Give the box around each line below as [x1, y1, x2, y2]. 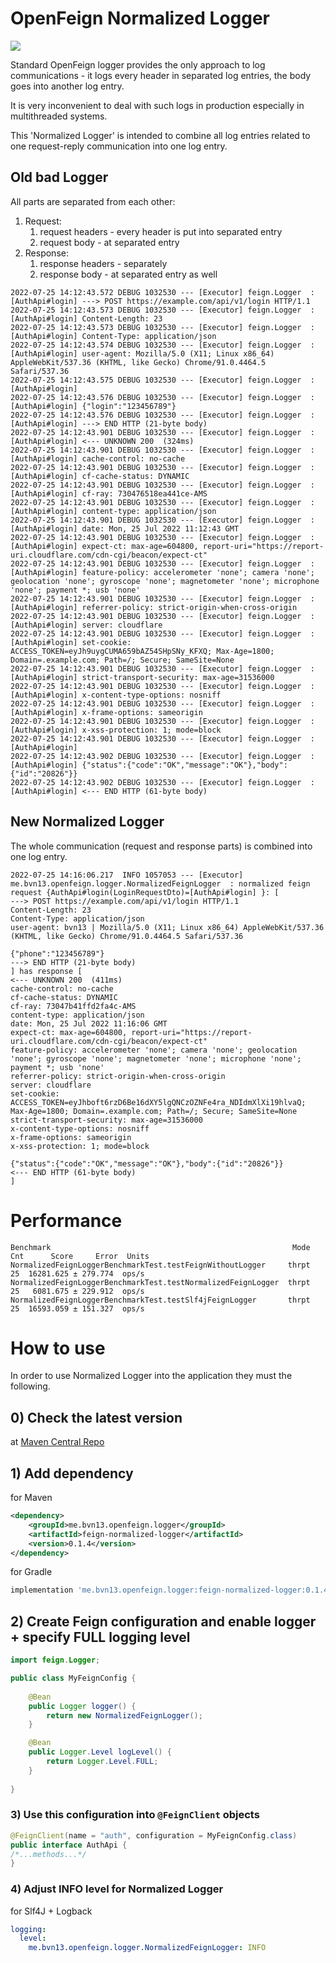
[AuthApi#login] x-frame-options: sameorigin [10, 707, 203, 717]
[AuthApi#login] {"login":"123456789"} [10, 401, 177, 411]
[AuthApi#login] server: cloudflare [10, 620, 163, 630]
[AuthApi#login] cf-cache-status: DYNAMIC [10, 471, 190, 481]
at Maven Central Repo [10, 1436, 105, 1448]
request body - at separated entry [39, 236, 180, 248]
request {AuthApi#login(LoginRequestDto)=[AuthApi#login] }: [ [10, 887, 280, 897]
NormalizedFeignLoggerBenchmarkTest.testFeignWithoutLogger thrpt [10, 1260, 311, 1270]
